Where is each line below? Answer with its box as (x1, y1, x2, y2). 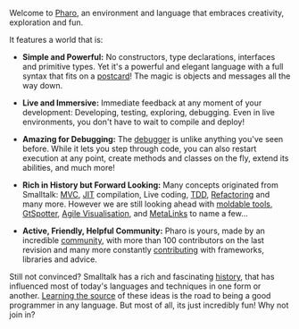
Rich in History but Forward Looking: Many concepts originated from (21, 180, 278, 190)
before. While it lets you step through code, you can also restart (21, 143, 257, 154)
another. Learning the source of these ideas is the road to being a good (9, 291, 271, 300)
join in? (9, 309, 36, 320)
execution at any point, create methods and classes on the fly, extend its (21, 153, 289, 164)
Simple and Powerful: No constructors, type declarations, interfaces (21, 52, 276, 62)
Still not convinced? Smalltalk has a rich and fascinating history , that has (9, 272, 275, 282)
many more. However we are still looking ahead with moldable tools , (21, 198, 273, 209)
